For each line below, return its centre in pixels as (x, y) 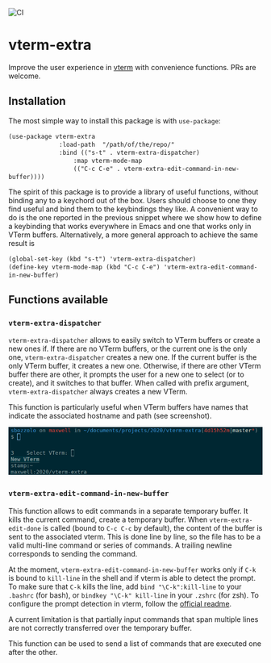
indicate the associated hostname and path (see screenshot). (110, 416)
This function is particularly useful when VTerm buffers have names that (128, 407)
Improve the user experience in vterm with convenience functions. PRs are (132, 67)
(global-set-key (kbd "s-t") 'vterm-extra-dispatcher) (102, 259)
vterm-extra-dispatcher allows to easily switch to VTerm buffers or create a (134, 340)
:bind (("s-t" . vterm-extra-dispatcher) (129, 152)
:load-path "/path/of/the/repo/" (117, 144)
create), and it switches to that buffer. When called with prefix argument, (129, 383)
